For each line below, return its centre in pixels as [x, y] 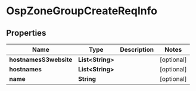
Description [137, 50]
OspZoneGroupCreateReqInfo [82, 11]
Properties [26, 33]
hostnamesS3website [41, 59]
